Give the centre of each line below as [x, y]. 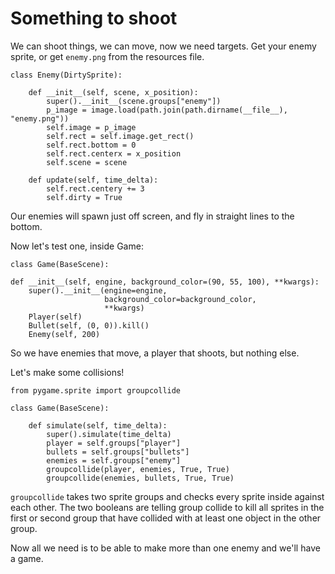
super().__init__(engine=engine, [98, 290]
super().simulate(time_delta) [109, 434]
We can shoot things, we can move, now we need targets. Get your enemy [163, 46]
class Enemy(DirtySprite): [66, 75]
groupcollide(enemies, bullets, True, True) [140, 478]
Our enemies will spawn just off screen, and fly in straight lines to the [152, 216]
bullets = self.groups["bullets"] [118, 452]
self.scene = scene [87, 162]
